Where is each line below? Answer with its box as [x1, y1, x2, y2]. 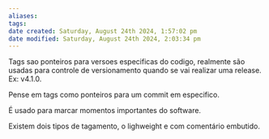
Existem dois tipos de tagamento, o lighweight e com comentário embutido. [8, 121, 261, 131]
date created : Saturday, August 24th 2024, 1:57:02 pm [8, 27, 198, 35]
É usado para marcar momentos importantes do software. [8, 106, 201, 115]
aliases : [8, 11, 38, 20]
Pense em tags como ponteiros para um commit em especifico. [8, 90, 220, 100]
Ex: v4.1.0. [8, 74, 42, 84]
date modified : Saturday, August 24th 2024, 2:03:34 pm [8, 34, 201, 43]
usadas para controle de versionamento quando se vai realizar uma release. [8, 66, 262, 76]
